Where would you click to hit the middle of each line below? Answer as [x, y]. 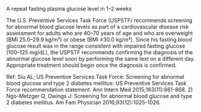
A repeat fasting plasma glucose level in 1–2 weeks [69, 9]
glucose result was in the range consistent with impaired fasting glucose [96, 46]
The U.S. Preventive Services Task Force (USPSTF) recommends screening [99, 20]
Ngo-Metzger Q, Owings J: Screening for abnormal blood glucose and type [99, 96]
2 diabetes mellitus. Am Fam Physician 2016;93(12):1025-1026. [83, 102]
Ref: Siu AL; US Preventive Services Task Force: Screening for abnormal [95, 77]
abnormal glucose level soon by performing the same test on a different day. [100, 59]
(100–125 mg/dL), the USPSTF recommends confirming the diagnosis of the [100, 52]
